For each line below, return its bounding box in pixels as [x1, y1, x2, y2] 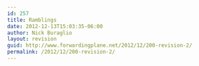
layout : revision [7, 36, 57, 43]
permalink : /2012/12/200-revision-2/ [7, 49, 116, 56]
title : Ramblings [7, 16, 57, 23]
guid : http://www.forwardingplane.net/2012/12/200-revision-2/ [7, 42, 193, 49]
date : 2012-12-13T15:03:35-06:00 [7, 23, 103, 30]
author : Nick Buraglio [7, 29, 72, 36]
